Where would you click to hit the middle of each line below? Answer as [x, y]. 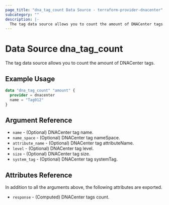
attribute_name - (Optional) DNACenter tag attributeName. [73, 143]
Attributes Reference [39, 175]
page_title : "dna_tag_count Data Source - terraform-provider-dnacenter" [84, 10]
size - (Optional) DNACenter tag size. [51, 154]
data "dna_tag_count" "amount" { [40, 90]
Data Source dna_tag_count [64, 49]
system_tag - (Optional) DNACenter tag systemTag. [65, 159]
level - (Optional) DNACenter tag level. [53, 148]
